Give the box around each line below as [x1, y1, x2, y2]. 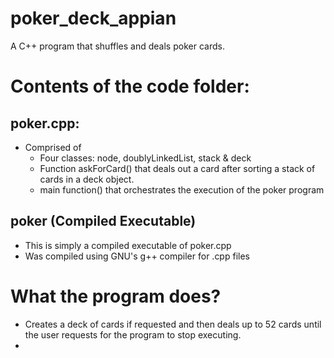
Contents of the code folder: [10, 75, 250, 98]
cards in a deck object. [39, 173, 135, 185]
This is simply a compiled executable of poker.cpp [24, 239, 232, 251]
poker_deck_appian [10, 7, 177, 30]
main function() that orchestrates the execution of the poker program [39, 183, 325, 196]
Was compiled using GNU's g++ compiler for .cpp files [24, 250, 250, 262]
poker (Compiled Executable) [10, 213, 197, 230]
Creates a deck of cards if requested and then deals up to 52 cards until [24, 318, 322, 330]
